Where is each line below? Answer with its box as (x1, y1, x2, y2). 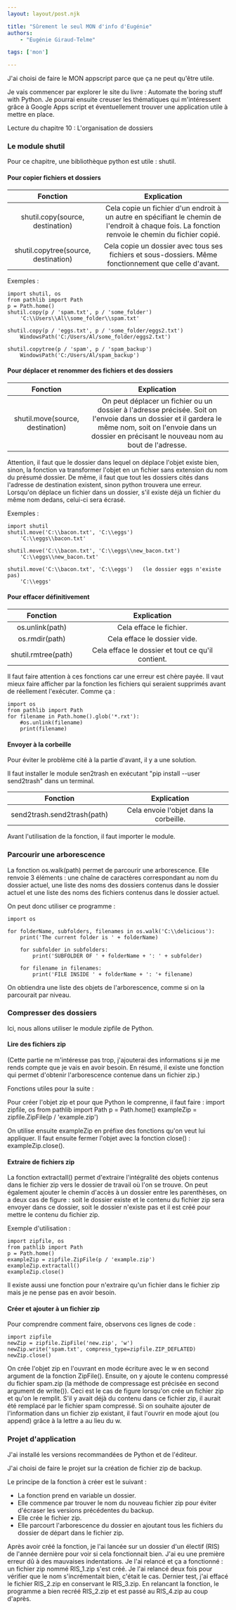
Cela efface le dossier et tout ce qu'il (92, 645, 213, 655)
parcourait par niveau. (7, 991, 72, 999)
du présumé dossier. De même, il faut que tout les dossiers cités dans (7, 472, 209, 482)
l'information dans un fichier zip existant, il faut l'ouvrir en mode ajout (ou (7, 1409, 220, 1417)
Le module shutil (7, 141, 65, 151)
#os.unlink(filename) (20, 719, 83, 726)
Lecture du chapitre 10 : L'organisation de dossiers (7, 124, 153, 132)
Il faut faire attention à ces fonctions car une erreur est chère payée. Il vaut (7, 672, 224, 681)
